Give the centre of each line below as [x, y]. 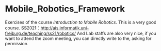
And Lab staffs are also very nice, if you [117, 33]
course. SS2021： [23, 28]
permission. [17, 43]
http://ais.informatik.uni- [65, 28]
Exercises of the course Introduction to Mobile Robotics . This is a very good [81, 22]
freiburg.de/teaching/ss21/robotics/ [40, 33]
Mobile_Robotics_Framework [65, 9]
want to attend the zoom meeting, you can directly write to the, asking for [78, 38]
